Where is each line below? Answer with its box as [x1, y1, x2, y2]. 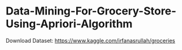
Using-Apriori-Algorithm [5, 17, 133, 31]
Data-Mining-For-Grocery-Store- [5, 4, 177, 18]
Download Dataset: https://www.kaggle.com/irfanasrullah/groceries [5, 37, 176, 44]
